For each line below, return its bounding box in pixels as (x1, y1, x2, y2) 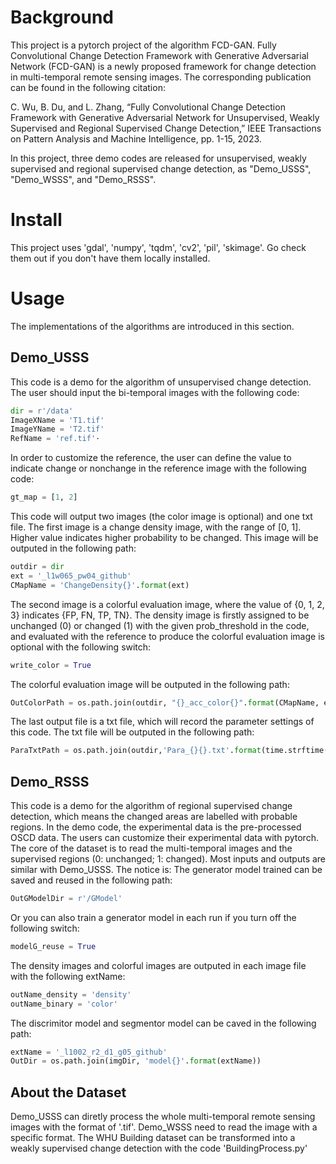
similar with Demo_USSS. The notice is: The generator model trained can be (10, 864, 323, 876)
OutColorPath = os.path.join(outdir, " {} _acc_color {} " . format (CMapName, (10, 697, 320, 708)
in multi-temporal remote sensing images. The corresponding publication (10, 71, 312, 83)
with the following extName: (10, 970, 126, 982)
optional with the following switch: (10, 641, 152, 653)
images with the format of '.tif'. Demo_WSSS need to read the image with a (10, 1121, 318, 1133)
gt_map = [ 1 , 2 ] (10, 492, 78, 503)
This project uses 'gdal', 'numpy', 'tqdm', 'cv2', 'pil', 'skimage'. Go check (10, 241, 307, 253)
